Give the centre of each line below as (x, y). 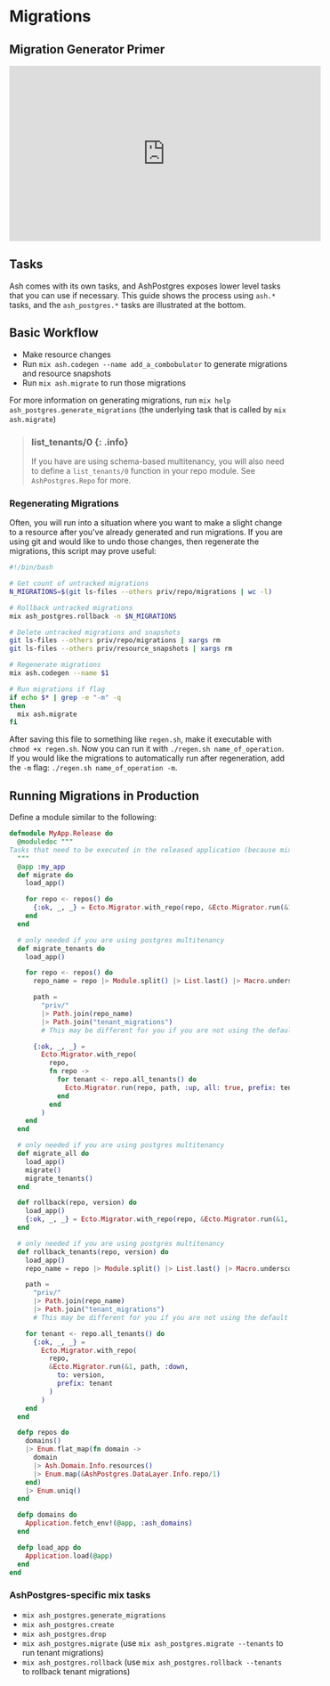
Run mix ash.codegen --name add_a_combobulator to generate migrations (154, 363)
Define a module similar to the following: (83, 818)
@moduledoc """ (45, 842)
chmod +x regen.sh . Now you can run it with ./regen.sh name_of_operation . (147, 749)
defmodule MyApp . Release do (61, 834)
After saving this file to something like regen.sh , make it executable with (141, 739)
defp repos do (43, 1433)
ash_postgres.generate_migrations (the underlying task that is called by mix (148, 409)
